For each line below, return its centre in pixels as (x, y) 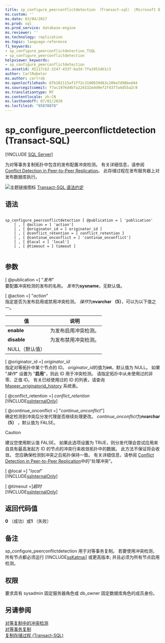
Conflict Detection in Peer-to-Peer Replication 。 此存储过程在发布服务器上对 (82, 170)
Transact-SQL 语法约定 (60, 187)
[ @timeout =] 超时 (23, 486)
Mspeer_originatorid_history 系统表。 (43, 386)
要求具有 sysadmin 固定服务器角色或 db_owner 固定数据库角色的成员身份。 (81, 593)
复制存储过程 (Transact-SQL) (34, 635)
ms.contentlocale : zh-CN (31, 97)
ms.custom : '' (20, 14)
